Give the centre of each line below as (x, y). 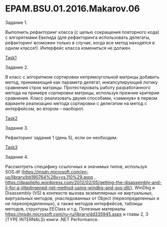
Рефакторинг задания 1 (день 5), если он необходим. (61, 137)
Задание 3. (17, 128)
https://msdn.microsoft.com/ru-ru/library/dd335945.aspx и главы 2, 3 (77, 214)
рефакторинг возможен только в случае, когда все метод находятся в (80, 42)
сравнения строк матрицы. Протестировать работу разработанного (78, 87)
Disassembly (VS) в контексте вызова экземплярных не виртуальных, (79, 193)
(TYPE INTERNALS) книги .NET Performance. (52, 219)
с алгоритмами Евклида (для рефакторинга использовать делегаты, (78, 37)
